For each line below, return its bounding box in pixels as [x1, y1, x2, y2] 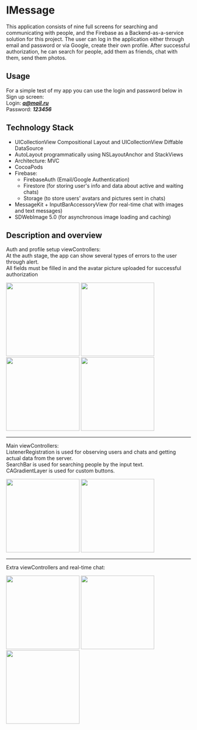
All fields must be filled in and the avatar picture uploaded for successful [6, 265, 182, 272]
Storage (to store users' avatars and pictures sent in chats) [23, 195, 166, 202]
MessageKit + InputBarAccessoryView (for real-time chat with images [14, 201, 184, 208]
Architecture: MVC [14, 157, 60, 164]
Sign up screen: [6, 93, 45, 100]
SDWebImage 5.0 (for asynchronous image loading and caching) [14, 213, 171, 221]
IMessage [6, 4, 55, 17]
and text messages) [14, 207, 63, 214]
